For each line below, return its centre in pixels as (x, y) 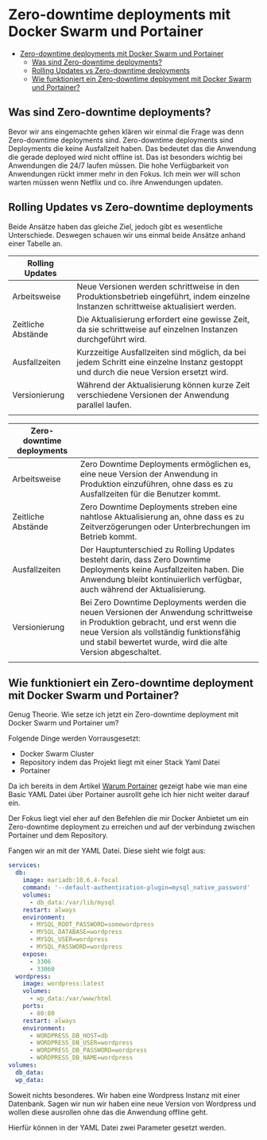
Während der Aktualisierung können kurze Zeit (163, 385)
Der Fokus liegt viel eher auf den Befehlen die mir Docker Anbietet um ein (128, 819)
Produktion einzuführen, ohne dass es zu (157, 484)
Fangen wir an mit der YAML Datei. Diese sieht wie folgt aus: (107, 851)
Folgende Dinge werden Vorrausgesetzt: (74, 738)
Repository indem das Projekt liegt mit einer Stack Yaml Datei (120, 762)
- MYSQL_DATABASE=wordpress (76, 932)
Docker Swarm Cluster (57, 754)
